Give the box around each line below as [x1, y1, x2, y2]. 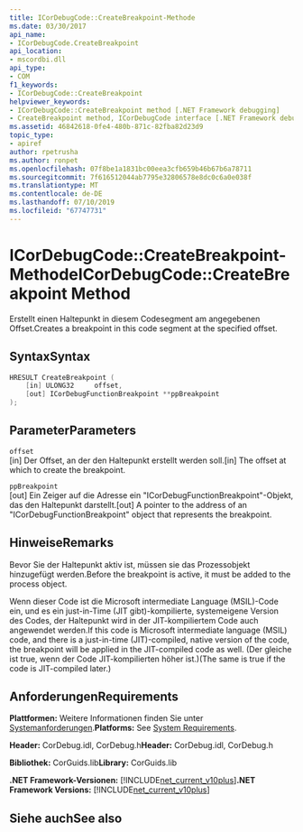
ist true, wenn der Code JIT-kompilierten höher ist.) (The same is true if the [9, 653, 286, 664]
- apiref [9, 139, 42, 148]
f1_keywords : [9, 80, 59, 89]
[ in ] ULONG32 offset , [25, 381, 124, 391]
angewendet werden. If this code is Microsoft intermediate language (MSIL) [9, 624, 288, 635]
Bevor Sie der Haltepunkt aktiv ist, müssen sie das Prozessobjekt [9, 559, 251, 569]
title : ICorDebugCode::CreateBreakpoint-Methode [9, 13, 196, 23]
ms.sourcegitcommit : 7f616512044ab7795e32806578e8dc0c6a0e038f [9, 172, 252, 181]
